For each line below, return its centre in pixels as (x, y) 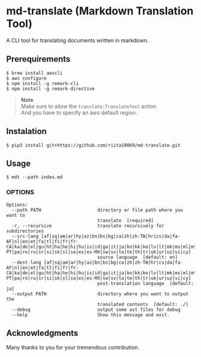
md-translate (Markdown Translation (100, 11)
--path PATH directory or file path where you (98, 210)
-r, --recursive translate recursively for (88, 226)
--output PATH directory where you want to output (100, 294)
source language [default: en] (138, 257)
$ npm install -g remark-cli (42, 83)
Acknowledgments (42, 333)
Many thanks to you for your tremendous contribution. (73, 347)
